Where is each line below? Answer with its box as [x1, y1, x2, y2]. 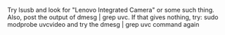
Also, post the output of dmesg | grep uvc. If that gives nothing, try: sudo [7, 13, 219, 21]
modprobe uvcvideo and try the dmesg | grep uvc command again [7, 21, 200, 28]
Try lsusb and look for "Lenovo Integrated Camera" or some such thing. [7, 6, 214, 14]
